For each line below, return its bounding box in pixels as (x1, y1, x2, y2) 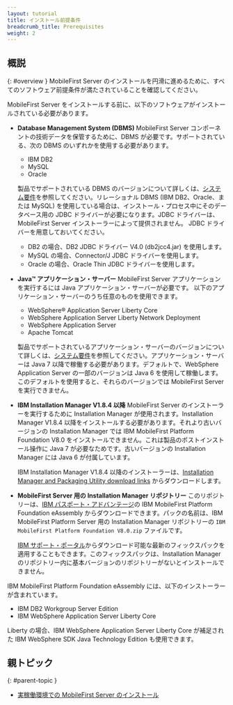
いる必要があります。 (31, 109, 93, 118)
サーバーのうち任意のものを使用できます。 (60, 292, 182, 301)
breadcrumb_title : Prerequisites (7, 23, 104, 30)
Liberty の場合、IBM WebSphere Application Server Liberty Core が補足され (7, 626, 225, 635)
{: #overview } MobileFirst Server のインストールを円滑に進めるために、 (7, 77, 214, 86)
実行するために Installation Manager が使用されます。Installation (29, 410, 214, 418)
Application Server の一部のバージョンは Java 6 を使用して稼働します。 (17, 369, 223, 377)
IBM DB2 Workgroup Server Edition (17, 605, 118, 613)
